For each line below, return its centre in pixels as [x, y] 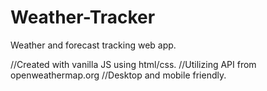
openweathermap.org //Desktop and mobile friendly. [118, 75]
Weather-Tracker [83, 17]
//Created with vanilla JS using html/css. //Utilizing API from [133, 64]
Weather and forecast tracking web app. [93, 45]
